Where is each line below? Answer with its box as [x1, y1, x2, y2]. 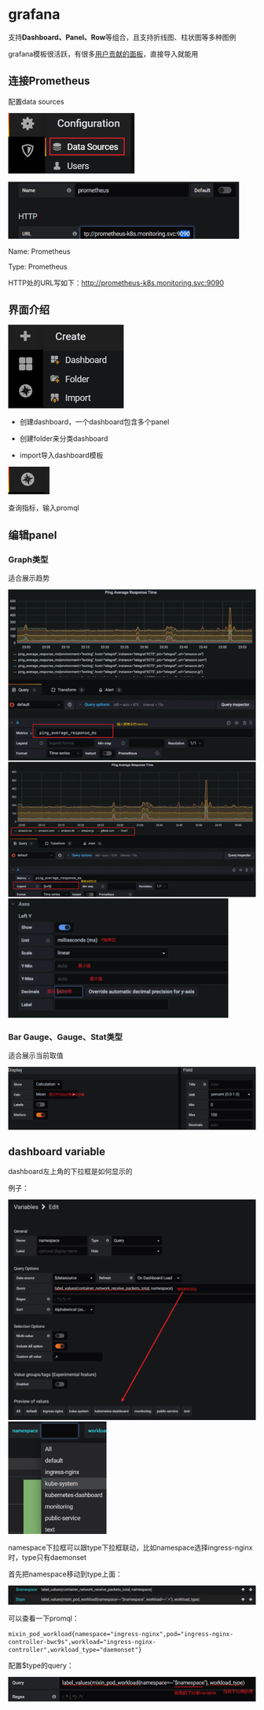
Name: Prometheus [8, 246, 71, 256]
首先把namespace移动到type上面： [8, 1569, 123, 1579]
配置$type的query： [8, 1660, 74, 1670]
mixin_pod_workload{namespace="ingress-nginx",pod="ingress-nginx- [8, 1630, 234, 1638]
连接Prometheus [8, 75, 90, 88]
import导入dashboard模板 [19, 450, 104, 461]
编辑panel [8, 528, 57, 541]
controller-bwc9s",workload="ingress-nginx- [8, 1638, 156, 1646]
